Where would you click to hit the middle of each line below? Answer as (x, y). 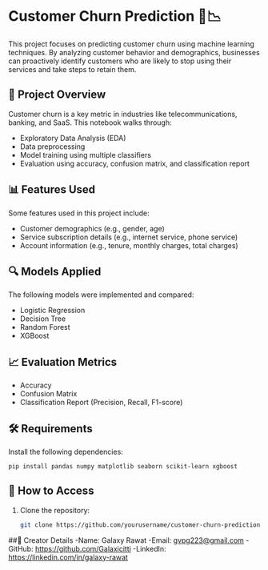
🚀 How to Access (51, 491)
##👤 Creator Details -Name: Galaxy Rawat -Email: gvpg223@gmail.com (126, 540)
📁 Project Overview (57, 95)
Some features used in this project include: (79, 213)
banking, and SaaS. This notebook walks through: (90, 122)
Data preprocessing (52, 147)
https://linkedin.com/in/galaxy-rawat (68, 557)
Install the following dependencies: (66, 452)
